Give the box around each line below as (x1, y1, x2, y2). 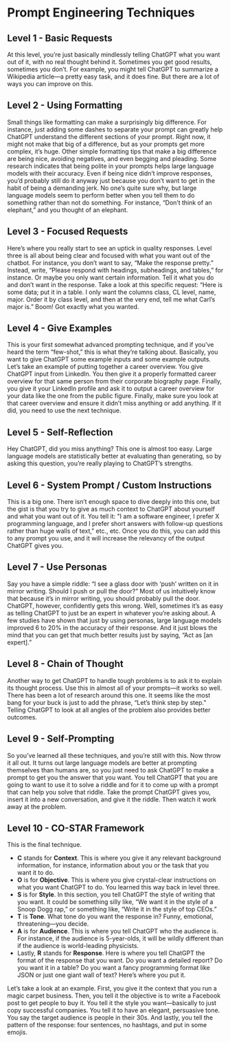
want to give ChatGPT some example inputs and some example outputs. (7, 355, 211, 364)
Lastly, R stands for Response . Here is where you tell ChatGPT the (16, 949, 205, 958)
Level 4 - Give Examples (7, 322, 112, 335)
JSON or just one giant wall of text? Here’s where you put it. (16, 971, 186, 979)
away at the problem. (7, 802, 67, 810)
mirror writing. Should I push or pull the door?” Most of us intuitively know (7, 587, 216, 595)
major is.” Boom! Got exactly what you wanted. (7, 302, 139, 310)
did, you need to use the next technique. (7, 406, 122, 414)
